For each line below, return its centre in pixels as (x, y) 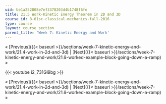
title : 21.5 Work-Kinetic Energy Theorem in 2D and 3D (63, 14)
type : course (19, 24)
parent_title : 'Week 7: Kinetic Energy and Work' (57, 33)
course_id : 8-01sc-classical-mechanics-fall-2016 (57, 19)
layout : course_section (30, 28)
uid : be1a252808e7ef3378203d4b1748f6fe (46, 10)
